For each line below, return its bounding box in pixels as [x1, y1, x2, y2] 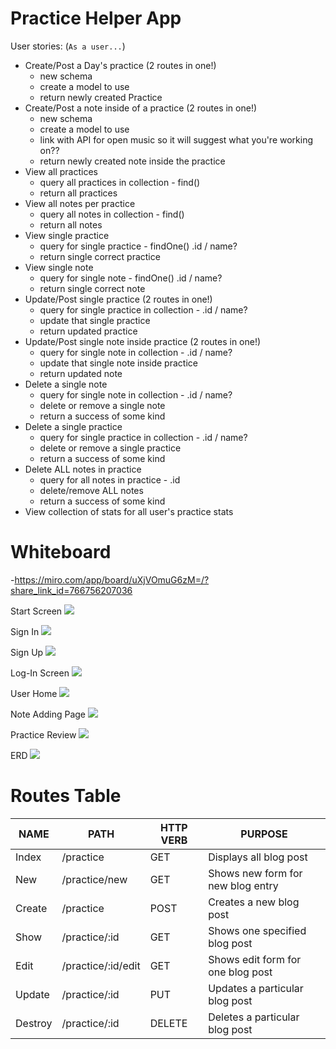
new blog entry [208, 878, 279, 892]
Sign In [10, 625, 40, 637]
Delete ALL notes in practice [24, 463, 142, 475]
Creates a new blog [208, 895, 300, 909]
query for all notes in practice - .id [39, 473, 181, 486]
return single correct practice [39, 250, 161, 262]
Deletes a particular [208, 1010, 300, 1024]
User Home [10, 687, 58, 699]
